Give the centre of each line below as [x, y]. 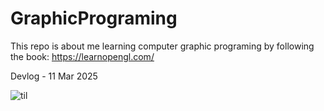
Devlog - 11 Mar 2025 [54, 76]
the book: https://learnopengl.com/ [82, 56]
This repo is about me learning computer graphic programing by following [162, 46]
